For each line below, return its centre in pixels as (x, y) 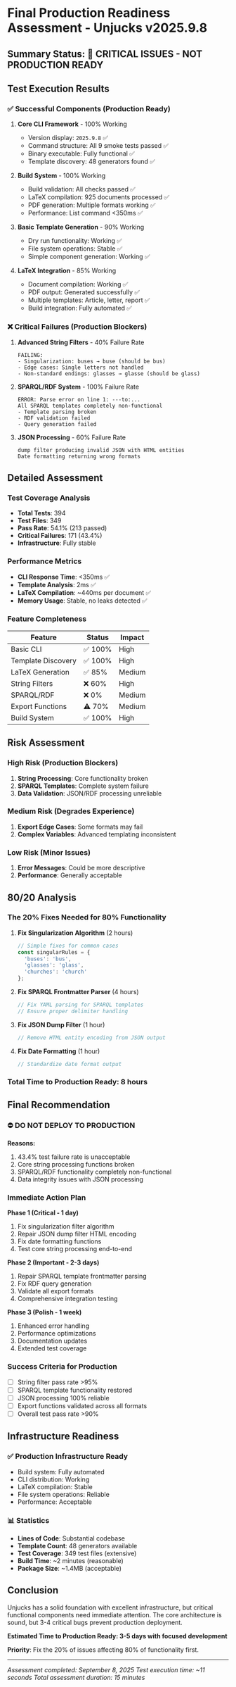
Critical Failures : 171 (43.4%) (60, 536)
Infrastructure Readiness (63, 1437)
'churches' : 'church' (56, 972)
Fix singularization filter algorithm (66, 1227)
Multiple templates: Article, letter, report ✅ (89, 300)
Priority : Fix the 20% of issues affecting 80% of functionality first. (103, 1650)
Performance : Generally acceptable (70, 875)
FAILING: (30, 355)
